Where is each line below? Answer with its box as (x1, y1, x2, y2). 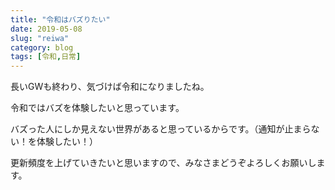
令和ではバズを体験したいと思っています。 (10, 102, 185, 114)
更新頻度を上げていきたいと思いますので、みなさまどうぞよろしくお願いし (10, 157, 317, 169)
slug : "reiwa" (10, 33, 70, 43)
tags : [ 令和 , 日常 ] (10, 52, 82, 62)
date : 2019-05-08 (10, 24, 83, 34)
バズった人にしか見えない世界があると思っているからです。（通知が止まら (10, 123, 312, 135)
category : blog (10, 42, 74, 53)
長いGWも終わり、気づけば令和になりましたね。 (10, 81, 210, 93)
